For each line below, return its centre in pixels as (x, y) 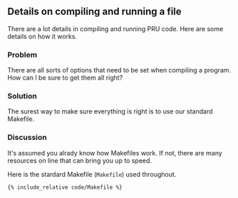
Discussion (27, 138)
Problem (22, 55)
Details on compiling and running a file (94, 12)
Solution (22, 97)
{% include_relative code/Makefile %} (65, 187)
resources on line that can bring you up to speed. (79, 160)
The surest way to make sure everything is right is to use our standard (110, 111)
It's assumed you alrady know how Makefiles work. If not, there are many (115, 153)
